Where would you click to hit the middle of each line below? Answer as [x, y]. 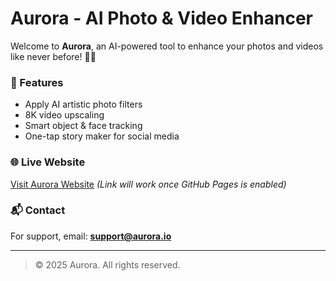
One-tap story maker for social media [102, 136]
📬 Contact [38, 210]
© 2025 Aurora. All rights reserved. [107, 264]
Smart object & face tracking [83, 126]
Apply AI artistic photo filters [83, 104]
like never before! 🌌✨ [53, 56]
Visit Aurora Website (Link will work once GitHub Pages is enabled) [148, 184]
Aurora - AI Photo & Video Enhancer [161, 18]
